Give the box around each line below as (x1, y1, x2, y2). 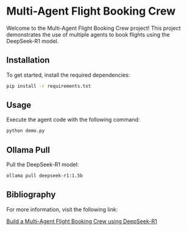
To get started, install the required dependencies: (6, 71, 130, 79)
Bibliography (6, 190, 56, 200)
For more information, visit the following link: (6, 205, 118, 213)
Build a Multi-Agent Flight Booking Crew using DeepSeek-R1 (6, 218, 157, 225)
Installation (6, 55, 50, 65)
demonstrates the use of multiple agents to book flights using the (6, 30, 170, 38)
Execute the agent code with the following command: (6, 116, 140, 123)
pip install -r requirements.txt (6, 83, 91, 89)
